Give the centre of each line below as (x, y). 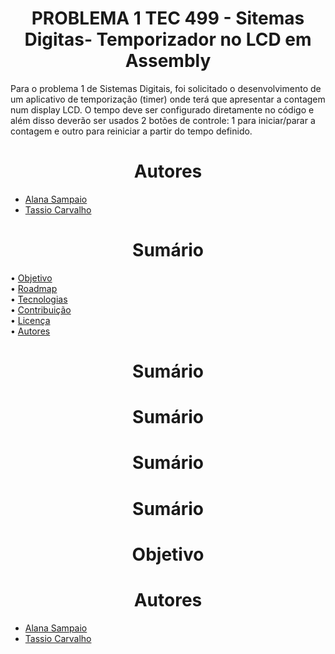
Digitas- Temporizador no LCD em (168, 39)
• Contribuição (41, 309)
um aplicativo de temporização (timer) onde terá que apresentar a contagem (168, 99)
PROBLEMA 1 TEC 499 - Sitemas (168, 18)
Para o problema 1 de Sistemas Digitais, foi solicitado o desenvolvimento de (166, 88)
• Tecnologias (39, 299)
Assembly (168, 61)
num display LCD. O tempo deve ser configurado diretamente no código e (162, 109)
